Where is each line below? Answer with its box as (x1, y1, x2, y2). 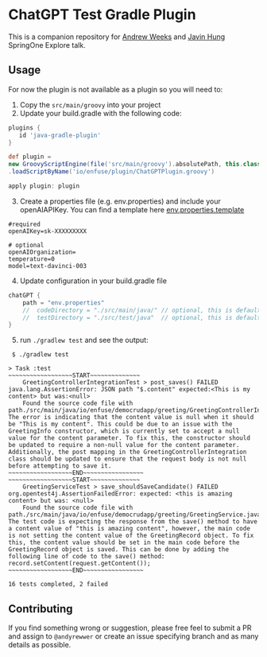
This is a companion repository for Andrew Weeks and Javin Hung (8, 32, 226, 41)
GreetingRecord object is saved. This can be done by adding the (8, 546, 229, 554)
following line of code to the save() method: (8, 553, 165, 561)
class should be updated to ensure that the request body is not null (8, 455, 247, 463)
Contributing (8, 602, 73, 616)
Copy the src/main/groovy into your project (19, 99, 161, 109)
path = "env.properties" (22, 298, 105, 307)
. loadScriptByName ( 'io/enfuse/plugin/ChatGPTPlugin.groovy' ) (8, 168, 215, 176)
